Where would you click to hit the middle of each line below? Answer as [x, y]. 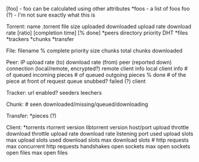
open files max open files [37, 152]
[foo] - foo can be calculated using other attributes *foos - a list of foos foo [98, 9]
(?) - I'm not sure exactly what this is [51, 15]
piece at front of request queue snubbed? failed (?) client [76, 81]
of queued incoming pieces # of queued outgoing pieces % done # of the [96, 75]
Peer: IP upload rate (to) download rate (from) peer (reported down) [89, 62]
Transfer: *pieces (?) [31, 116]
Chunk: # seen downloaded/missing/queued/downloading [77, 104]
